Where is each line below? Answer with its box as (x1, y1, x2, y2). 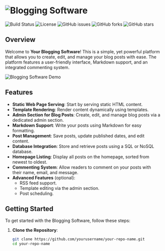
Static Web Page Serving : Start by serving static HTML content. (12, 101, 143, 107)
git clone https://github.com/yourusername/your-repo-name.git (12, 237, 145, 242)
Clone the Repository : (12, 227, 58, 233)
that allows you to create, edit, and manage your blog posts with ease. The (5, 54, 157, 60)
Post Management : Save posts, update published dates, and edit (12, 133, 145, 139)
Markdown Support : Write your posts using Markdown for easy (12, 122, 142, 128)
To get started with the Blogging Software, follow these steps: (5, 217, 131, 224)
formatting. (12, 127, 35, 133)
